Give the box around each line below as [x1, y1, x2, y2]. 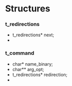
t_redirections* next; [12, 32, 55, 38]
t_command [5, 50, 35, 57]
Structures [5, 3, 51, 14]
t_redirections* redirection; [12, 72, 68, 78]
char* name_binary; [12, 61, 53, 67]
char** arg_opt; [12, 66, 44, 72]
